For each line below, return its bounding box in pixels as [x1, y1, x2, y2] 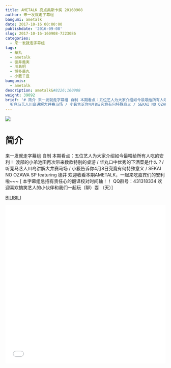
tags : [5, 45, 17, 50]
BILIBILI [5, 195, 21, 201]
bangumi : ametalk [5, 17, 42, 22]
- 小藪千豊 [10, 74, 30, 79]
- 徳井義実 [10, 59, 30, 65]
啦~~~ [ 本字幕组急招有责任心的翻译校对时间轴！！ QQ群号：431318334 [5, 178, 157, 185]
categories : [5, 36, 31, 41]
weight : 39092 [5, 93, 36, 98]
